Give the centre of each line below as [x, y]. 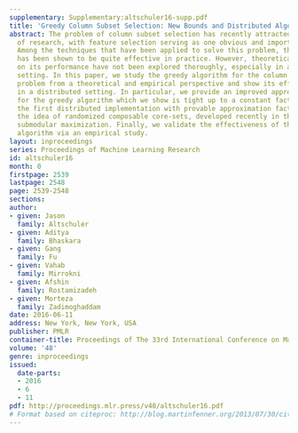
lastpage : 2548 [37, 183]
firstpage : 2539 [39, 174]
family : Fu [37, 257]
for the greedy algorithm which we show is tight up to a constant [145, 100]
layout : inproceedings [51, 141]
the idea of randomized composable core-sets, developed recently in [148, 116]
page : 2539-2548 [39, 191]
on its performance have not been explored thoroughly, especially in [150, 68]
